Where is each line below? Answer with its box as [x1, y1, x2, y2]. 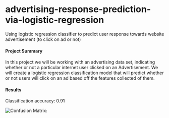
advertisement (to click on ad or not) [5, 36, 81, 42]
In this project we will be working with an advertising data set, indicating [5, 59, 155, 65]
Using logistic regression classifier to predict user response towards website [5, 31, 164, 37]
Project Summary [5, 48, 43, 54]
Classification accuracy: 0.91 [5, 98, 65, 104]
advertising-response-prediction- [5, 4, 151, 15]
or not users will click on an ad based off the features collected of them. [5, 75, 155, 81]
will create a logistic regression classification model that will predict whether [5, 70, 164, 76]
